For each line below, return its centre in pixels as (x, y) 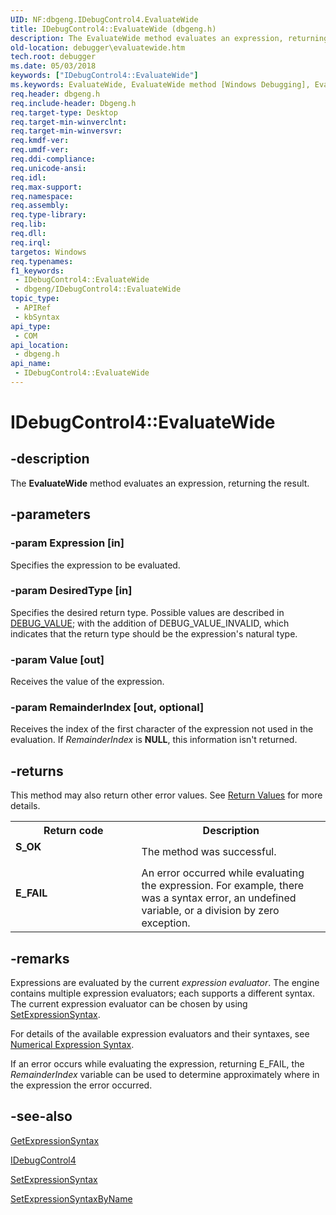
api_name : (31, 364)
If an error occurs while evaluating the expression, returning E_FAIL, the (157, 1064)
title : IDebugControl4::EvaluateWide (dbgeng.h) (113, 29)
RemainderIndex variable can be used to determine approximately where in (165, 1075)
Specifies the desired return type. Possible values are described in (147, 612)
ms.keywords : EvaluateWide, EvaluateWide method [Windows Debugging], (160, 85)
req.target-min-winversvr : (66, 131)
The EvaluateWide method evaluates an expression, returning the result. (160, 483)
